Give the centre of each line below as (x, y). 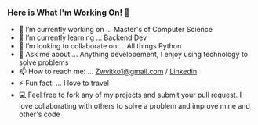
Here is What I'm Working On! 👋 (69, 12)
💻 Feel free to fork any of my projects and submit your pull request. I (130, 95)
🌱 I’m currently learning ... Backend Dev (83, 37)
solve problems (44, 62)
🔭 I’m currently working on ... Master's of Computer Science (116, 30)
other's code (39, 114)
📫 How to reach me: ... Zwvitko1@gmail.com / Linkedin (108, 71)
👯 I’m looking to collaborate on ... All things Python (100, 46)
